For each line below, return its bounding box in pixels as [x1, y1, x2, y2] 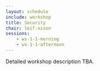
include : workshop [5, 14, 51, 20]
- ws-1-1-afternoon [16, 42, 65, 48]
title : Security [5, 20, 46, 25]
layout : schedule [5, 8, 49, 15]
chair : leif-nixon [5, 25, 51, 31]
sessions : [5, 31, 30, 37]
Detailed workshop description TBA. [5, 57, 95, 65]
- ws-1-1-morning [16, 36, 60, 42]
